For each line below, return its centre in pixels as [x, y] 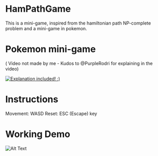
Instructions [32, 99]
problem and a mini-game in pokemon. [46, 28]
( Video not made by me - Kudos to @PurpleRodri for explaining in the [79, 63]
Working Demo [38, 134]
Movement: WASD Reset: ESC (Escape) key [51, 114]
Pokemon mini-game [51, 49]
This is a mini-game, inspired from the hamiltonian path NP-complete [78, 23]
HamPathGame [38, 9]
